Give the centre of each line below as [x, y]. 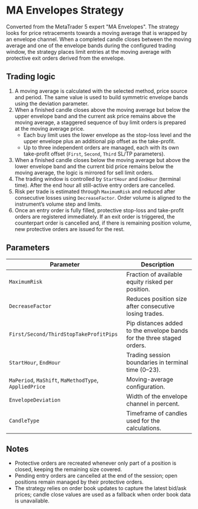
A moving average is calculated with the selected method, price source [101, 91]
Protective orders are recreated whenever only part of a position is [95, 463]
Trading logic [31, 77]
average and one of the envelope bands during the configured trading [91, 46]
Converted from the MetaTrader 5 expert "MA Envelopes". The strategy [93, 27]
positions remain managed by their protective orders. [79, 482]
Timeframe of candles [157, 413]
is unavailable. [32, 501]
